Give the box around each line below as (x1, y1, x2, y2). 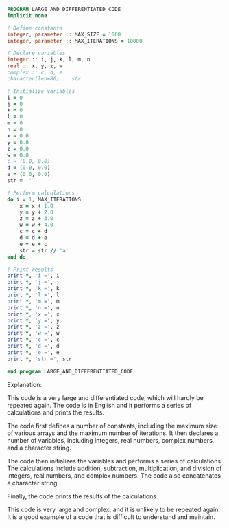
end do (7, 254, 26, 261)
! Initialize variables (7, 87, 75, 95)
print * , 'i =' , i (7, 272, 60, 279)
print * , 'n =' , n (7, 304, 60, 311)
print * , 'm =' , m (7, 298, 60, 305)
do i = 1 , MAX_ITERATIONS (7, 196, 81, 203)
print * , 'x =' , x (7, 311, 60, 318)
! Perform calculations (7, 189, 75, 197)
